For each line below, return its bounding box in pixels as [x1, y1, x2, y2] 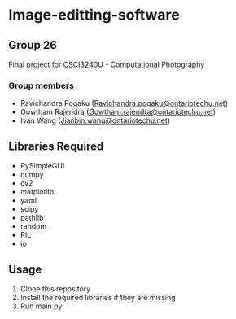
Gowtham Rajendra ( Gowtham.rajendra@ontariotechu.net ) [20, 107, 216, 117]
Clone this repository [20, 283, 91, 294]
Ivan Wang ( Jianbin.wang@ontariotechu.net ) [20, 116, 171, 125]
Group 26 [8, 38, 57, 52]
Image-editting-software [8, 6, 181, 24]
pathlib [20, 213, 44, 223]
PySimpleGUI [20, 161, 65, 171]
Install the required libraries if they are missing [20, 292, 177, 302]
